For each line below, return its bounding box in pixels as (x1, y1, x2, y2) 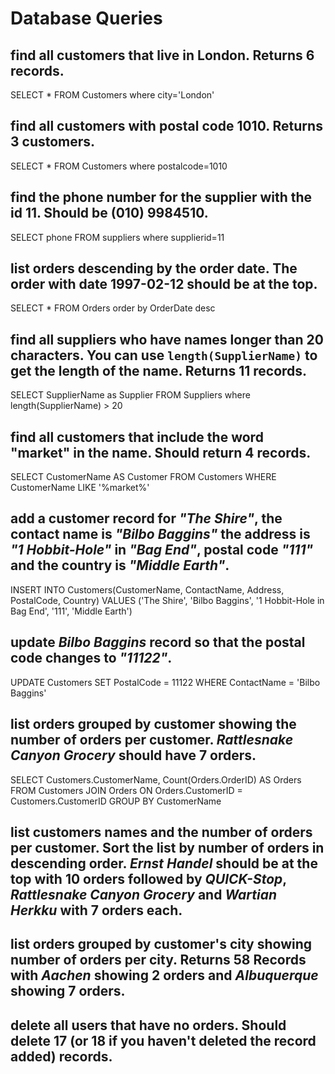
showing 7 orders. (10, 983, 126, 1000)
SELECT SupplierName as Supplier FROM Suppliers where (10, 389, 251, 401)
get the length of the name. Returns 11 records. (10, 362, 308, 379)
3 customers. (10, 133, 96, 151)
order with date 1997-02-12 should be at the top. (10, 276, 318, 293)
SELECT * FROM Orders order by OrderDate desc (10, 302, 216, 314)
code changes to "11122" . (10, 650, 173, 667)
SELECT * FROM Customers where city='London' (10, 89, 215, 101)
